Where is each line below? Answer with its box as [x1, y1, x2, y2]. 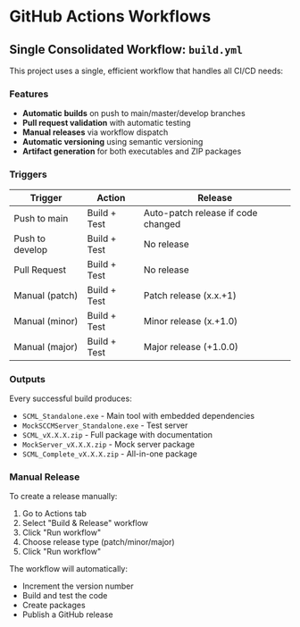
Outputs [9, 372, 46, 385]
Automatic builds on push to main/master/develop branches [21, 108, 246, 119]
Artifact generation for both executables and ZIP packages [21, 146, 242, 157]
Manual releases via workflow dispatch [21, 127, 169, 138]
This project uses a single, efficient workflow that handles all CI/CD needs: [9, 65, 284, 76]
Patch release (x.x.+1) [143, 288, 237, 301]
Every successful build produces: [9, 393, 132, 404]
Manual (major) [13, 340, 79, 353]
